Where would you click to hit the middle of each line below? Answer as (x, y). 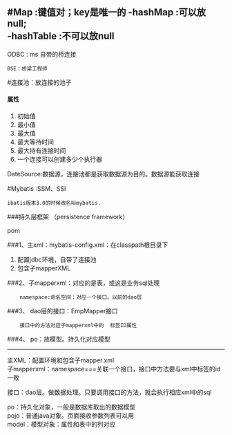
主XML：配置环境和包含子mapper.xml (61, 360)
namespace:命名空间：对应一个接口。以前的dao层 (81, 297)
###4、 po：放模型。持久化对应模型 (59, 339)
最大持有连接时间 (41, 151)
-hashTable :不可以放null (61, 36)
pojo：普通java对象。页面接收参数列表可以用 (71, 416)
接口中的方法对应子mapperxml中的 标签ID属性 (78, 326)
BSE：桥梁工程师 (27, 68)
